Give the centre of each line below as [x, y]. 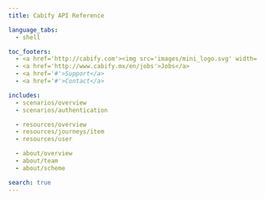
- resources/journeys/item [60, 132]
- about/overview [44, 154]
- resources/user [44, 140]
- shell [28, 37]
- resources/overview [51, 124]
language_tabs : [33, 30]
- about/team [37, 161]
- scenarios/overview [51, 103]
